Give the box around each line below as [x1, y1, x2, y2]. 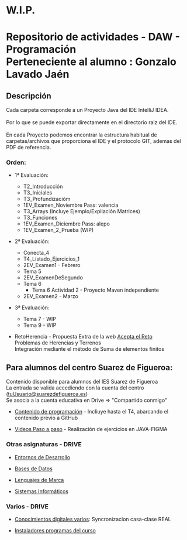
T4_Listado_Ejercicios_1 [23, 255, 80, 262]
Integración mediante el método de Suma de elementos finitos [14, 346, 165, 353]
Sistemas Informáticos [14, 487, 69, 495]
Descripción [6, 91, 51, 101]
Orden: [6, 159, 26, 167]
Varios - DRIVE [6, 502, 49, 510]
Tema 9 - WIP [23, 322, 57, 329]
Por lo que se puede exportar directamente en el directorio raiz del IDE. [6, 119, 178, 126]
